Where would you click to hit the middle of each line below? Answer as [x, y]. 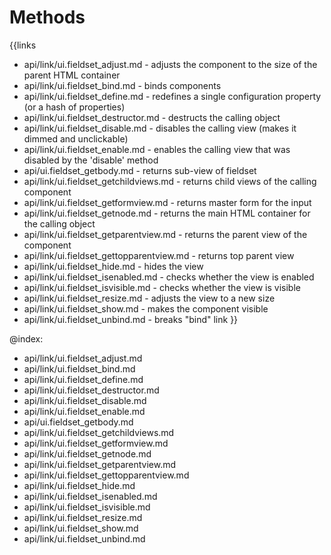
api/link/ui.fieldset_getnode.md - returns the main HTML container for [167, 213]
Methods [47, 17]
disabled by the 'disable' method [91, 160]
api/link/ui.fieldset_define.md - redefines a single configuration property [172, 96]
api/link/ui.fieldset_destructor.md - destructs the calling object [152, 117]
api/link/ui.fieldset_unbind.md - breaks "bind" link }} [131, 319]
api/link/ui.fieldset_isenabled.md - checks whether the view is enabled [169, 277]
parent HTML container [72, 75]
